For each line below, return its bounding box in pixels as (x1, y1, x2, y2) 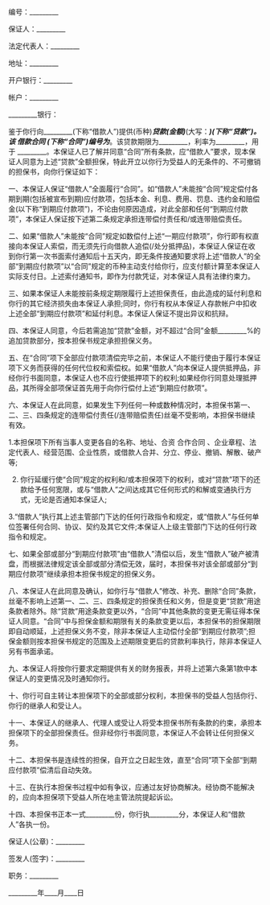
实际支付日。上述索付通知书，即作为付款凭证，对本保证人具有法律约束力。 (8, 272, 255, 281)
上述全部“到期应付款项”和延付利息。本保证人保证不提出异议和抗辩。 (8, 309, 233, 318)
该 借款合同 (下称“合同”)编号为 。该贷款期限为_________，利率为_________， (8, 137, 252, 146)
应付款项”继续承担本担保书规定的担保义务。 (14, 570, 160, 578)
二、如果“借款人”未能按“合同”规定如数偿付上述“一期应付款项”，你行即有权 (8, 232, 252, 241)
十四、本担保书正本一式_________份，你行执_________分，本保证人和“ (8, 809, 231, 819)
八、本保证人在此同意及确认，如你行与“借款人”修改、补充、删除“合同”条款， (8, 586, 260, 595)
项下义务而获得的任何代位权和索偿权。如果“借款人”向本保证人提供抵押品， (8, 363, 255, 372)
